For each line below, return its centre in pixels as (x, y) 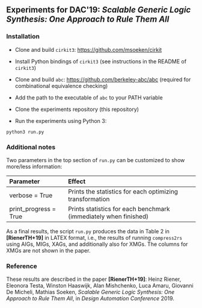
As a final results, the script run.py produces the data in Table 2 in (88, 231)
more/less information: (34, 166)
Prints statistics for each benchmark (119, 209)
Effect (77, 181)
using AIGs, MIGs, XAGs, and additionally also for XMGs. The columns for (97, 244)
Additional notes (31, 147)
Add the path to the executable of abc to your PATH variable (89, 97)
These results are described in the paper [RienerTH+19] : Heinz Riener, (94, 279)
